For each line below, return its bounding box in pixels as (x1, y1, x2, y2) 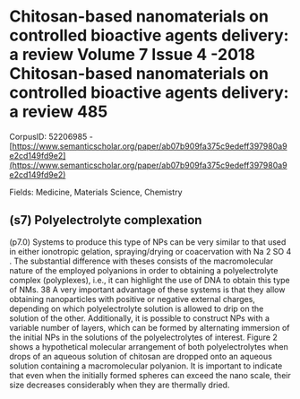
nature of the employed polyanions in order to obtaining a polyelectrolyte (9, 265, 279, 275)
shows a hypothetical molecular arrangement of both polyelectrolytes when (9, 341, 288, 351)
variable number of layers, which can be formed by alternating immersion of (9, 322, 290, 333)
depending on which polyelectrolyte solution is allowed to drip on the (9, 303, 264, 314)
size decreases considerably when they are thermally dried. (9, 379, 230, 390)
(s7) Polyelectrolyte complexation (9, 213, 202, 228)
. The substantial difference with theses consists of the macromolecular (9, 256, 274, 266)
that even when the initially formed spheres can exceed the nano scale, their (9, 369, 291, 380)
